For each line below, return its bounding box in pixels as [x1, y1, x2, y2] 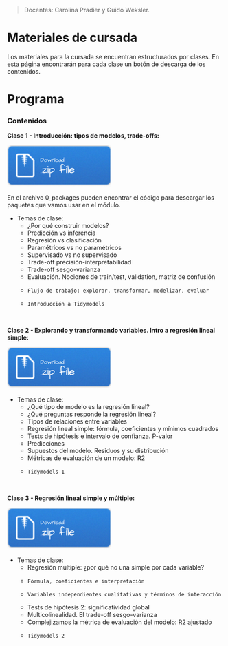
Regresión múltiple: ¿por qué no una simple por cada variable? [27, 563, 205, 572]
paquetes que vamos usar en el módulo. [7, 201, 122, 209]
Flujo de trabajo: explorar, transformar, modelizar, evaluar [27, 287, 209, 295]
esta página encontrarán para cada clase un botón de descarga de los [7, 60, 206, 68]
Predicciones [27, 439, 65, 448]
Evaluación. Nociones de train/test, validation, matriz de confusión [27, 273, 216, 281]
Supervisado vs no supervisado [27, 251, 117, 259]
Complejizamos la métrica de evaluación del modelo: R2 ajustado [27, 618, 212, 626]
